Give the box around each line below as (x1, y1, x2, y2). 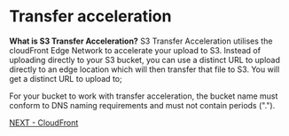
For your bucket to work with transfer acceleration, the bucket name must (9, 91, 278, 101)
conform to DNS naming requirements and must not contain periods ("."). (9, 100, 276, 110)
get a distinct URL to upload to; (9, 73, 122, 84)
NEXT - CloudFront (9, 117, 79, 128)
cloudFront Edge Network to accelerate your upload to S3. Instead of (9, 44, 262, 55)
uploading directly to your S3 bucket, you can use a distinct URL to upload (9, 54, 281, 65)
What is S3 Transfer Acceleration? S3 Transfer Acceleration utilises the (9, 36, 273, 46)
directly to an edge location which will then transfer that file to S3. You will (9, 64, 280, 75)
